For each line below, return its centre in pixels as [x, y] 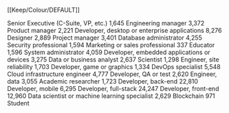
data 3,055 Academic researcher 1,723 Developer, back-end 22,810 [102, 81]
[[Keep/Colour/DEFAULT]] [44, 10]
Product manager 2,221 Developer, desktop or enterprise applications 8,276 [115, 30]
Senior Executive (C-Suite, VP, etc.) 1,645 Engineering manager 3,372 [106, 23]
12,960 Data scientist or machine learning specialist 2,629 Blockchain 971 [111, 96]
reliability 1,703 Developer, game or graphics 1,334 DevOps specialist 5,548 [114, 67]
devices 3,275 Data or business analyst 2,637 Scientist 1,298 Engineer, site [113, 60]
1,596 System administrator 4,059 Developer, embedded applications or [109, 52]
